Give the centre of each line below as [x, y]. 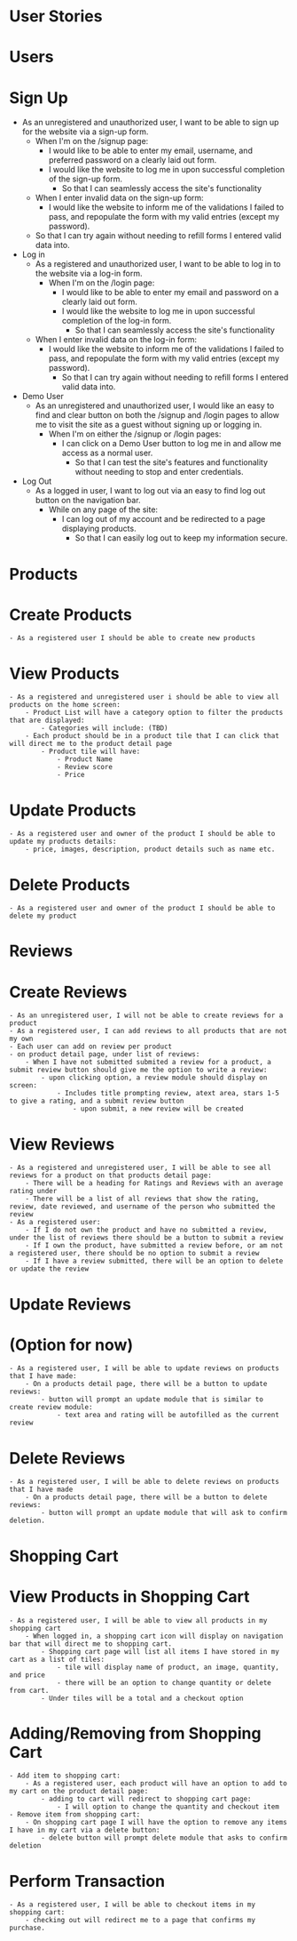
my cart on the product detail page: [79, 1792]
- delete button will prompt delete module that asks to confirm [164, 1838]
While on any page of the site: [103, 509]
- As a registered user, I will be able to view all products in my [138, 1620]
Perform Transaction [87, 1881]
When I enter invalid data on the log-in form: [116, 340]
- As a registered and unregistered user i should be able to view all [144, 697]
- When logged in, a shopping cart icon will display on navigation [154, 1636]
